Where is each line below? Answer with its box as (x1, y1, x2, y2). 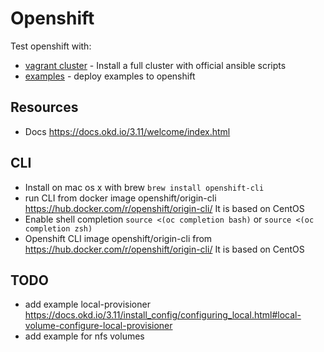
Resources (10, 99, 79, 116)
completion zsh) (24, 223, 93, 234)
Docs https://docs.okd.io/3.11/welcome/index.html (24, 125, 231, 137)
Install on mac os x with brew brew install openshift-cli (24, 181, 265, 193)
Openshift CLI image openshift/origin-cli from (24, 232, 213, 244)
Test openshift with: (10, 40, 92, 52)
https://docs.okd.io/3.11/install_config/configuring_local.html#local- (24, 309, 302, 321)
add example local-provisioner (24, 298, 151, 311)
